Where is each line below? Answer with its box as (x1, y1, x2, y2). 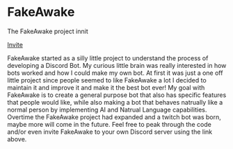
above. (7, 134, 27, 143)
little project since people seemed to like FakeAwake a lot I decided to (7, 76, 207, 84)
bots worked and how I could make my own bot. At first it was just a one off (7, 69, 223, 77)
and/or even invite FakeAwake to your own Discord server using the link (7, 128, 213, 136)
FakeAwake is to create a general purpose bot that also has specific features (7, 91, 227, 99)
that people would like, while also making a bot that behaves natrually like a (7, 98, 223, 106)
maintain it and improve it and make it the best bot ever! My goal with (7, 83, 205, 91)
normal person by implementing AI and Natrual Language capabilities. (7, 105, 207, 114)
